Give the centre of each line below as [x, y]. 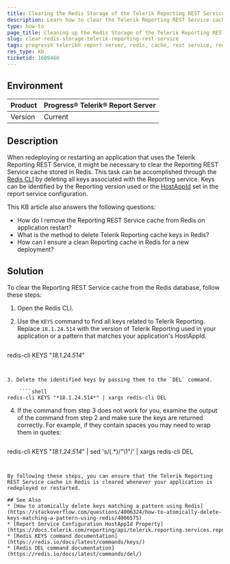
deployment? [35, 249]
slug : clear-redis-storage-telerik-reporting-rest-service [93, 39]
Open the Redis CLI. [45, 308]
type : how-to [26, 26]
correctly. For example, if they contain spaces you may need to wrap [114, 425]
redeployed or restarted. [44, 488]
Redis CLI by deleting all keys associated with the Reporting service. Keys [111, 180]
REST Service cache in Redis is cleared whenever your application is [110, 482]
